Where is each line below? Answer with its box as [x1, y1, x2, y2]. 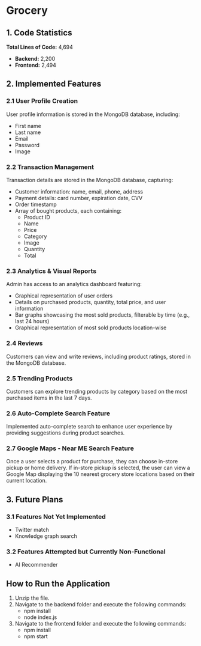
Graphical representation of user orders [14, 292, 113, 299]
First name [14, 122, 42, 129]
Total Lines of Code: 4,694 [6, 43, 74, 50]
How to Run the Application [6, 578, 111, 589]
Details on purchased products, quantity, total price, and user [14, 299, 166, 306]
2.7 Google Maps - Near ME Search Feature [6, 444, 135, 453]
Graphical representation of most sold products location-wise [14, 324, 167, 331]
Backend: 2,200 [14, 55, 56, 62]
